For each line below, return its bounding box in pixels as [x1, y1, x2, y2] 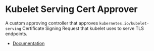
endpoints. [5, 30, 28, 36]
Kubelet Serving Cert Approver [5, 3, 138, 15]
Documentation [12, 40, 45, 46]
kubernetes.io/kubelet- [99, 21, 149, 26]
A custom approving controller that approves [5, 20, 98, 26]
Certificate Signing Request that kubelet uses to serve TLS [22, 25, 144, 31]
